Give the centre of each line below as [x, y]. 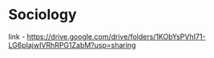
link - [17, 37]
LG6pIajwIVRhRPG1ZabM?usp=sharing [72, 44]
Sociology [43, 15]
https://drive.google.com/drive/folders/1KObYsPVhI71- [116, 37]
